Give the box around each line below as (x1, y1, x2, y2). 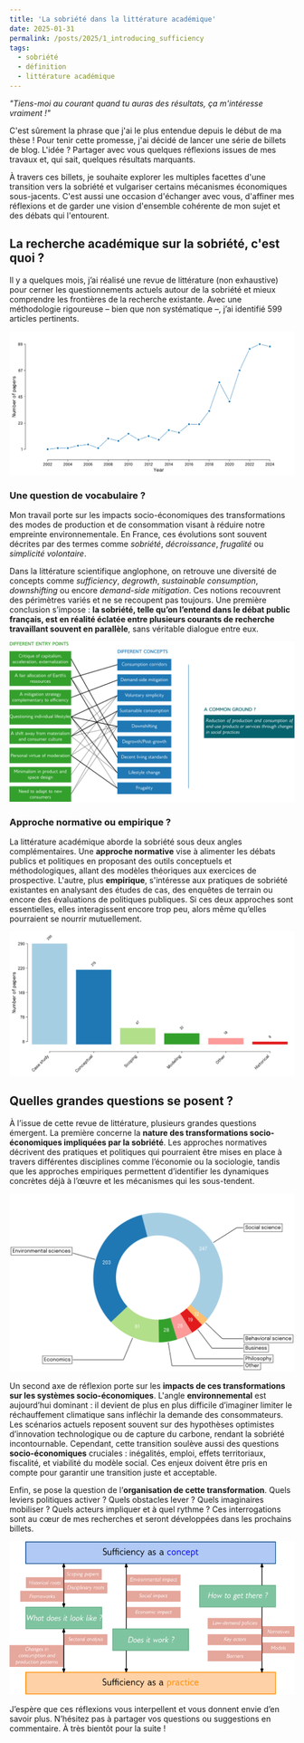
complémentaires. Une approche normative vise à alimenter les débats (9, 846, 276, 857)
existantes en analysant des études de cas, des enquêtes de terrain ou (9, 884, 273, 896)
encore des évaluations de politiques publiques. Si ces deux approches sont (9, 894, 294, 905)
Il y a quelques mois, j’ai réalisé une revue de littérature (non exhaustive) (9, 274, 279, 285)
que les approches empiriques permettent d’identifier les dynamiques (9, 1165, 270, 1177)
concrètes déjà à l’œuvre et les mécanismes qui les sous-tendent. (9, 1175, 255, 1186)
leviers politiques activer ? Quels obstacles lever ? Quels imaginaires (9, 1494, 264, 1505)
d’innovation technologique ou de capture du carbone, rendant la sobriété (9, 1428, 285, 1440)
